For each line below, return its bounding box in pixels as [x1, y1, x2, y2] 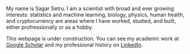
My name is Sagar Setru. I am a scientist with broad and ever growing [6, 5, 174, 12]
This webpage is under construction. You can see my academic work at [6, 35, 179, 42]
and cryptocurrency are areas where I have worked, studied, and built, [6, 18, 177, 24]
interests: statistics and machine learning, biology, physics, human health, [6, 11, 185, 18]
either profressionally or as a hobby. [6, 23, 93, 31]
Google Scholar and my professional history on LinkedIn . [6, 41, 143, 48]
